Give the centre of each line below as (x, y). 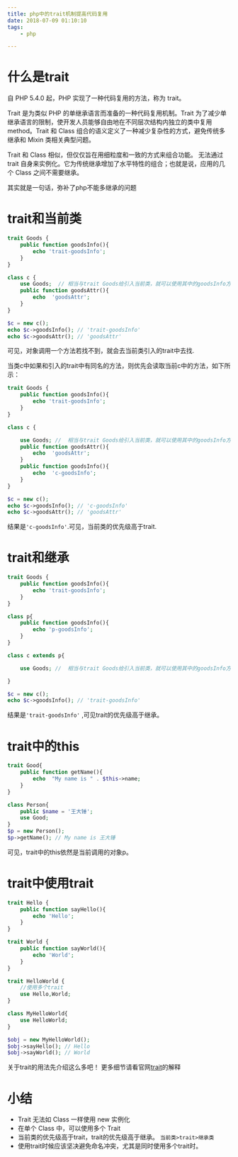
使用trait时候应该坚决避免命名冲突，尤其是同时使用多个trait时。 (110, 1146)
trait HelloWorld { (36, 981)
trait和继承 (38, 558)
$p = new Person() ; (36, 831)
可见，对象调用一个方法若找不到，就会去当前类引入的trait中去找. (101, 351)
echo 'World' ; (53, 955)
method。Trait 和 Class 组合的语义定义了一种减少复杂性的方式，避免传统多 (116, 131)
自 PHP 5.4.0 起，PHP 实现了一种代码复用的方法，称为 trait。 (96, 98)
